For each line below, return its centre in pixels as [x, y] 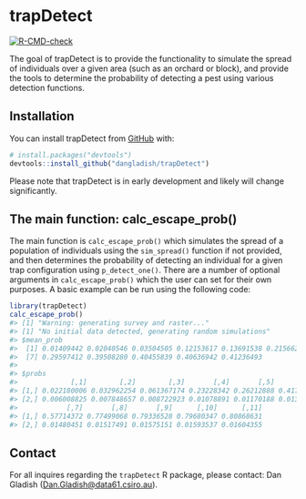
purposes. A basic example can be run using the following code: [130, 290]
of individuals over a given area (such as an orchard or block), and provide [149, 68]
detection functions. [47, 87]
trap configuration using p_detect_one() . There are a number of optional [145, 270]
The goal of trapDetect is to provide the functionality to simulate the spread [151, 58]
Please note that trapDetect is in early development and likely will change [147, 181]
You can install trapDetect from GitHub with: [92, 138]
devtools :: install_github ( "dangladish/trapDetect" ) [109, 163]
